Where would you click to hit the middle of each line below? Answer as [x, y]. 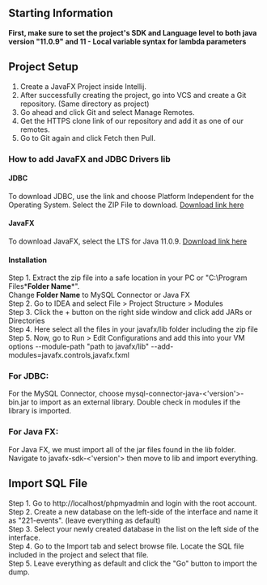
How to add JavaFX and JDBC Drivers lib [90, 159]
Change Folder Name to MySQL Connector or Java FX [99, 295]
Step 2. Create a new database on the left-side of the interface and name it [133, 511]
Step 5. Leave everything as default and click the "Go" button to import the [133, 563]
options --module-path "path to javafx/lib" [79, 346]
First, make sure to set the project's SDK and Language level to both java [133, 32]
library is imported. [40, 411]
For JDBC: [29, 376]
